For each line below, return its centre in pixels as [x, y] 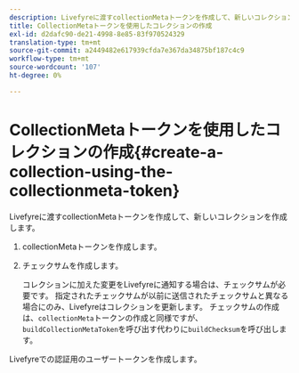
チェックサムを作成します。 [73, 265]
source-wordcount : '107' [55, 68]
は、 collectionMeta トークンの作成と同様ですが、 [112, 318]
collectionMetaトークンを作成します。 [92, 247]
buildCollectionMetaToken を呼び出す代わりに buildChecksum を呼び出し [150, 328]
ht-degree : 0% [36, 76]
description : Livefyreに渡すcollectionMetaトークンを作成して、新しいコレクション [152, 17]
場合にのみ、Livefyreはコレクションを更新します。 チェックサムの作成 [151, 306]
